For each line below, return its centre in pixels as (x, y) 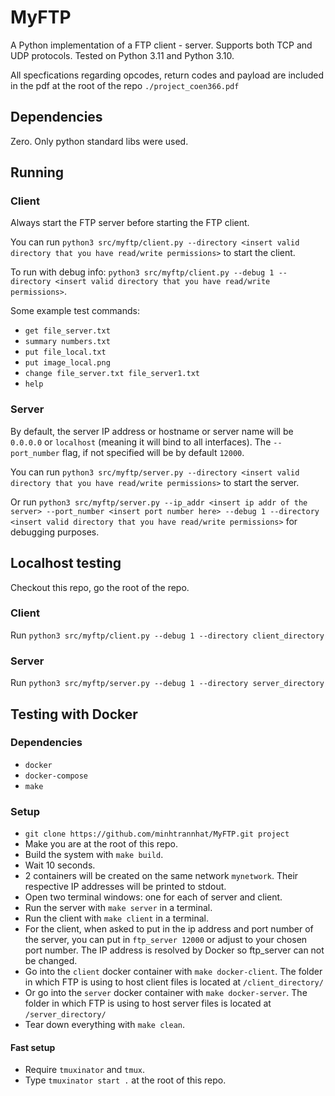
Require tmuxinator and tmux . (85, 1070)
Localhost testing (66, 563)
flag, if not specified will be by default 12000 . (153, 452)
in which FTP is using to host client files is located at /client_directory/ (174, 982)
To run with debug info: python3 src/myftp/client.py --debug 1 (142, 272)
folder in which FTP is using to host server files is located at (148, 1003)
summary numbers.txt (67, 342)
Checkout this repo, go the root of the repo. (100, 587)
